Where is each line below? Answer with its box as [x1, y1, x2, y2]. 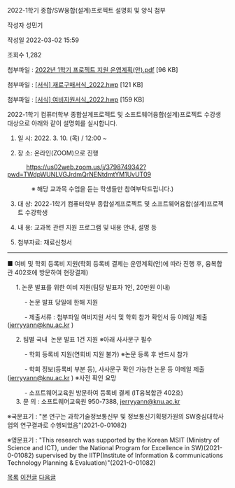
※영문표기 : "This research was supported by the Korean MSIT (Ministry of [7, 436, 220, 444]
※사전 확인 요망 [75, 374, 117, 382]
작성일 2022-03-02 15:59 [7, 36, 79, 44]
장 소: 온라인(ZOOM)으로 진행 [17, 149, 99, 157]
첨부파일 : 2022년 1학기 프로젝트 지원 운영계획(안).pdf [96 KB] [7, 66, 178, 74]
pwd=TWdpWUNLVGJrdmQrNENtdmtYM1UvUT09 [7, 170, 152, 179]
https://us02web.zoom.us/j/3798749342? [26, 163, 147, 171]
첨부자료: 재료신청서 [17, 238, 72, 246]
